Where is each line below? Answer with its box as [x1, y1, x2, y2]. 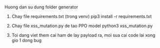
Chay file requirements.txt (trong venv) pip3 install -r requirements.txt [11, 14, 152, 19]
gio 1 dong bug [11, 37, 42, 43]
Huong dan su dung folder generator [4, 4, 79, 10]
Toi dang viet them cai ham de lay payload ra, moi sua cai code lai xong [11, 32, 156, 38]
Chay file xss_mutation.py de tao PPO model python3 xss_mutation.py [11, 23, 153, 29]
